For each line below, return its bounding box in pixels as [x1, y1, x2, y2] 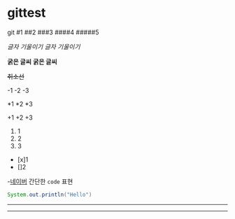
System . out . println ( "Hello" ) [7, 191, 92, 198]
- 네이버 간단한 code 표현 [7, 177, 73, 185]
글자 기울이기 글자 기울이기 [7, 42, 80, 50]
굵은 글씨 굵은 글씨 [7, 57, 57, 66]
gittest [7, 5, 46, 21]
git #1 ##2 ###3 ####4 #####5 [7, 28, 99, 36]
